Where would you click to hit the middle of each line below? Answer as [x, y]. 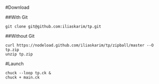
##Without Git [20, 36]
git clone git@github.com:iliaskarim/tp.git [53, 26]
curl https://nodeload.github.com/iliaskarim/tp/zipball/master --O [79, 45]
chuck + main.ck [22, 77]
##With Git [17, 17]
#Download [17, 7]
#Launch [15, 64]
